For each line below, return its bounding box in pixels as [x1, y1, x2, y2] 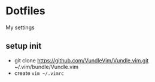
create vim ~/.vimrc [14, 70, 64, 77]
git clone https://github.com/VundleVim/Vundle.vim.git [14, 56, 149, 64]
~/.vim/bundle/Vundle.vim [14, 63, 79, 70]
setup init [5, 41, 42, 51]
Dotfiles [5, 4, 45, 18]
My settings [5, 24, 35, 31]
